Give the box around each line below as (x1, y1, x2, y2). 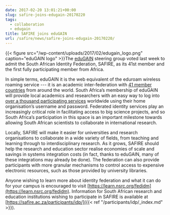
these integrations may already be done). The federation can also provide (5, 156, 159, 162)
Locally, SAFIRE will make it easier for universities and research (5, 129, 138, 135)
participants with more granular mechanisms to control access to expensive (5, 162, 164, 168)
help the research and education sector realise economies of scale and (5, 146, 155, 152)
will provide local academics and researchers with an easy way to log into (5, 92, 160, 99)
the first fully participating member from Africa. (5, 66, 104, 72)
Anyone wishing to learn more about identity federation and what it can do (5, 177, 161, 183)
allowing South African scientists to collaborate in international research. (5, 120, 157, 126)
